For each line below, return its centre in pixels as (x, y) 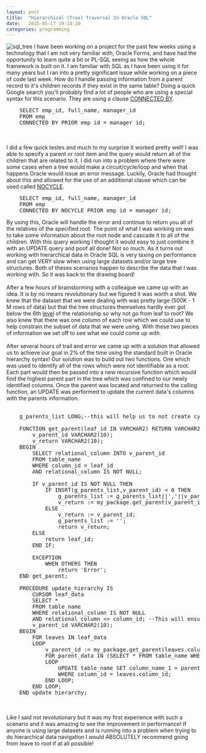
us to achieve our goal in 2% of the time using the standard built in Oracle (99, 353)
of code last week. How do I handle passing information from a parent (94, 79)
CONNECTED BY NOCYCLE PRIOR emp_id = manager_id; (95, 210)
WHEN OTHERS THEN (71, 564)
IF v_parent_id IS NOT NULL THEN (82, 484)
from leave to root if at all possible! (50, 744)
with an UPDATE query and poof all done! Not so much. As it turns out (94, 249)
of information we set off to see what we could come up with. (84, 333)
